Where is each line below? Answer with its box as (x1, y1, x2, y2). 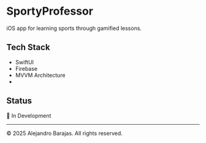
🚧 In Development (6, 112, 51, 119)
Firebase (15, 65, 38, 72)
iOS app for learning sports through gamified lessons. (6, 24, 142, 32)
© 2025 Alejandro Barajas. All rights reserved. (6, 130, 123, 137)
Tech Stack (6, 42, 50, 53)
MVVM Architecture (15, 71, 66, 79)
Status (6, 96, 32, 106)
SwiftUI (15, 58, 34, 65)
